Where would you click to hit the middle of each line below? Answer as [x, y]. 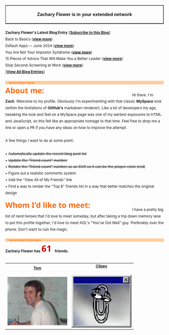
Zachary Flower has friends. [37, 251]
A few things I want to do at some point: [39, 141]
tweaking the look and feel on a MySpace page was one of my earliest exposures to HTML [83, 115]
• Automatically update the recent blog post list [46, 154]
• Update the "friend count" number [36, 160]
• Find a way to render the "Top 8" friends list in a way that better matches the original [80, 186]
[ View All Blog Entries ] [25, 72]
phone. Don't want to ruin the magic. [37, 229]
